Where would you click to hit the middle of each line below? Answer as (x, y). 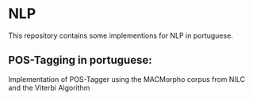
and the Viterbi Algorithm (49, 87)
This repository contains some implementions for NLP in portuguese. (121, 35)
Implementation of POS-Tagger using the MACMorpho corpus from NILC (127, 79)
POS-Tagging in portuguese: (80, 60)
